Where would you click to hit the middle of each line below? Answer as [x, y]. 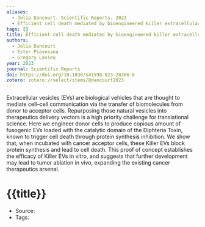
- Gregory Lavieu [34, 58]
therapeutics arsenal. [33, 169]
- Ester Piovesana [35, 52]
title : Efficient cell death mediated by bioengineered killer [88, 35]
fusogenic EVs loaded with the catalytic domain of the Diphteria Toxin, [95, 130]
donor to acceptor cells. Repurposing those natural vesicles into [87, 111]
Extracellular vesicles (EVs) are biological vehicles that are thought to [93, 98]
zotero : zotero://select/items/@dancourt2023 [65, 80]
